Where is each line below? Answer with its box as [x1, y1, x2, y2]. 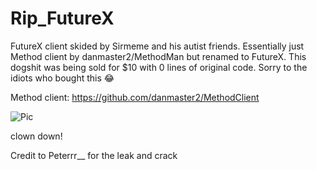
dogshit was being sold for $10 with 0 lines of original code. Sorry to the [10, 61, 308, 73]
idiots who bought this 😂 [10, 72, 115, 84]
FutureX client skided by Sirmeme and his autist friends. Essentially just [10, 40, 305, 52]
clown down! [10, 130, 63, 142]
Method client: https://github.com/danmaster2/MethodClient [10, 91, 260, 103]
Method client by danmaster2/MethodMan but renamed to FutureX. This [10, 50, 307, 62]
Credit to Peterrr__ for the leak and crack [10, 149, 178, 161]
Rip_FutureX [10, 7, 115, 30]
